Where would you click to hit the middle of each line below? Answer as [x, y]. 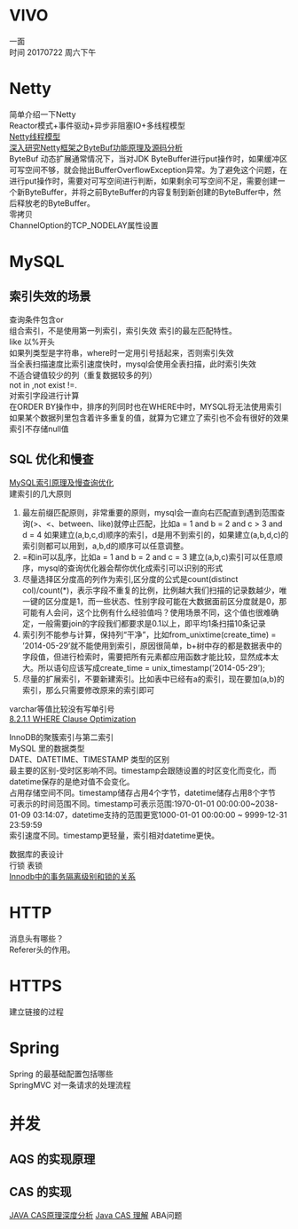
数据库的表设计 [36, 854]
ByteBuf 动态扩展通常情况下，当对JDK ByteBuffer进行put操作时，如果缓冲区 [149, 158]
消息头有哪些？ [36, 938]
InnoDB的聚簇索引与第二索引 [61, 737]
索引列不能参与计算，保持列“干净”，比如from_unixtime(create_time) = [149, 634]
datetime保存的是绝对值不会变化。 [72, 781]
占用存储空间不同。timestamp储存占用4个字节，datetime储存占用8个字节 [143, 792]
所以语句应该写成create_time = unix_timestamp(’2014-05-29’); [152, 667]
